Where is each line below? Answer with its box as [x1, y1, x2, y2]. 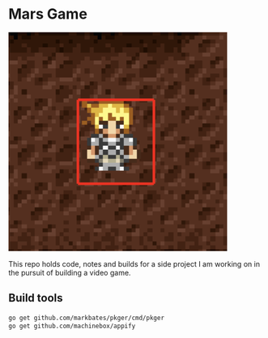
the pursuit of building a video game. [8, 267, 131, 277]
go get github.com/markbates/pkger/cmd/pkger [8, 314, 164, 322]
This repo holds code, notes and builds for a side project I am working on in [8, 259, 261, 268]
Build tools [8, 291, 63, 305]
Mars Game [8, 5, 87, 24]
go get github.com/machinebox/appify [8, 322, 136, 330]
